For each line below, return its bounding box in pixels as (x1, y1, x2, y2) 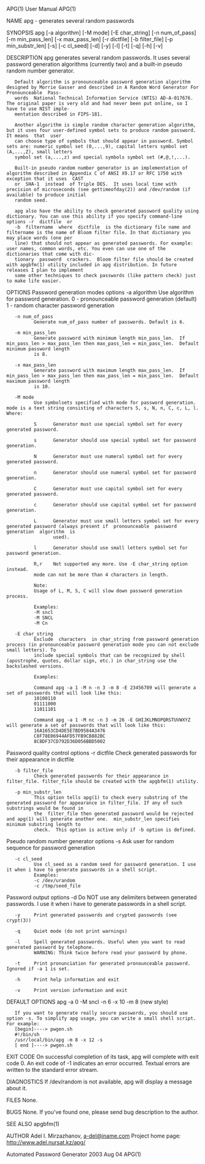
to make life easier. (6, 278, 62, 284)
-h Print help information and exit (14, 977, 120, 983)
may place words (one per (6, 235, 72, 241)
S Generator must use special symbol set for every (33, 421, 183, 427)
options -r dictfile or (6, 219, 72, 225)
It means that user (6, 133, 62, 139)
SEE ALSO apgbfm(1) (6, 1120, 60, 1127)
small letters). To (6, 647, 56, 653)
